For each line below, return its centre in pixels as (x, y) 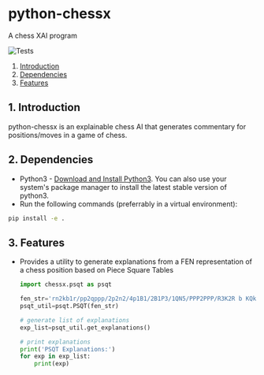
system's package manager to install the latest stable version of (123, 187)
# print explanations (55, 342)
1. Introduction (44, 108)
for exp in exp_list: (55, 356)
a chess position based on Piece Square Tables (97, 270)
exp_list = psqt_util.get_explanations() (85, 328)
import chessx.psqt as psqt (65, 284)
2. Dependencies (51, 160)
